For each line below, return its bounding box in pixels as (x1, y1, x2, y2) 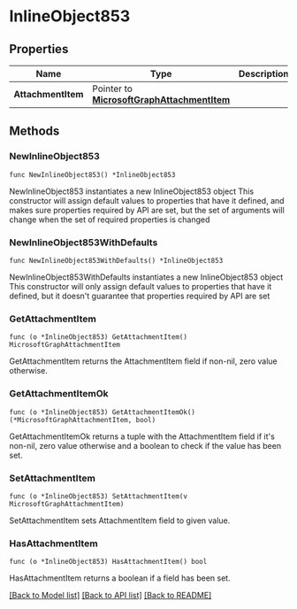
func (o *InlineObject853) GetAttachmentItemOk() (9, 407, 196, 417)
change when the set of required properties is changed (9, 214, 210, 225)
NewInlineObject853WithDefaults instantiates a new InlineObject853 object (9, 272, 284, 282)
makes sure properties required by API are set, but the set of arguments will (9, 204, 285, 215)
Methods (9, 124, 60, 139)
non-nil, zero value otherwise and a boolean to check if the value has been (9, 440, 281, 451)
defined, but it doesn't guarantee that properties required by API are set (9, 290, 270, 301)
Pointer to (92, 82, 133, 95)
